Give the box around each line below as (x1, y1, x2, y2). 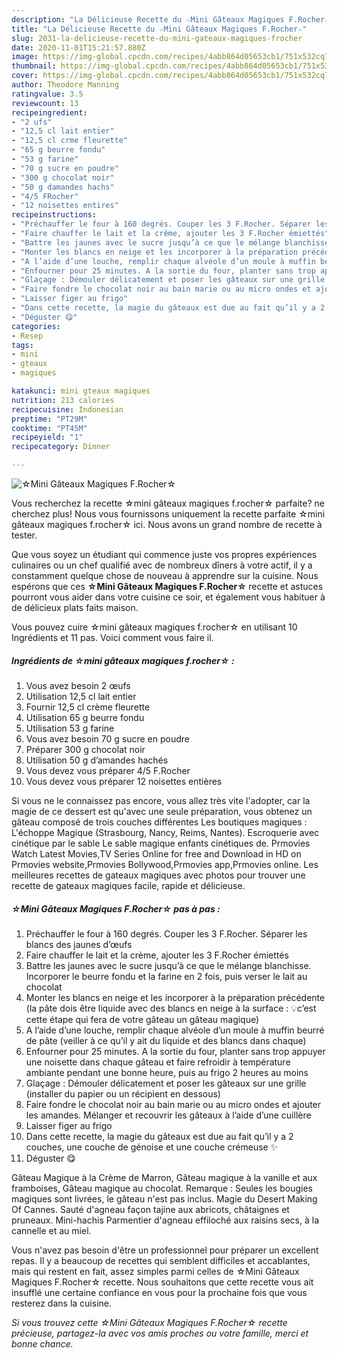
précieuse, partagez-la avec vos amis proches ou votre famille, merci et (11, 1327, 309, 1339)
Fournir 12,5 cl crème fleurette (25, 701, 151, 713)
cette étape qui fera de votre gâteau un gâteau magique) (25, 1013, 260, 1025)
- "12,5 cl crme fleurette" (11, 136, 129, 146)
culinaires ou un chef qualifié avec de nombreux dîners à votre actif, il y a (11, 559, 313, 571)
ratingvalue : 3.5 (11, 89, 84, 99)
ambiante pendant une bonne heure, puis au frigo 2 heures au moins (25, 1066, 309, 1078)
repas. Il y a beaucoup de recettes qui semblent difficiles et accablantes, (11, 1254, 311, 1266)
